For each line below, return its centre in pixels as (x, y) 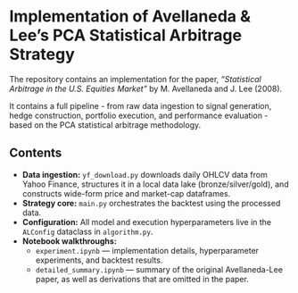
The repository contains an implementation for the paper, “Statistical (135, 79)
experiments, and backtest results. (99, 260)
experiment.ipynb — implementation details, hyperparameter (147, 250)
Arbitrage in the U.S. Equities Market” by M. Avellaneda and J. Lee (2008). (146, 88)
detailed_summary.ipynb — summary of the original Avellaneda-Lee (159, 269)
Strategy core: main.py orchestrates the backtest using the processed (151, 203)
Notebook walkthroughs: (70, 241)
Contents (36, 153)
